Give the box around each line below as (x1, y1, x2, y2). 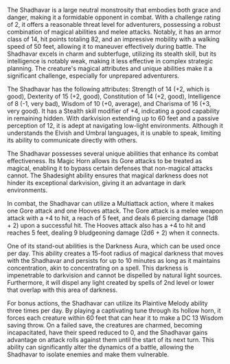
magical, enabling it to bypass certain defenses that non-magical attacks (7, 164, 213, 172)
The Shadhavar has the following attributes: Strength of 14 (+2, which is (7, 85, 210, 93)
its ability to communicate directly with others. (7, 136, 138, 144)
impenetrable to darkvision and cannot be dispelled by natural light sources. (7, 271, 222, 279)
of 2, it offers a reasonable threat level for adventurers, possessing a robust (7, 21, 221, 28)
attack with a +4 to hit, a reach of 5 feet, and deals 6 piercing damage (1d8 (7, 214, 218, 222)
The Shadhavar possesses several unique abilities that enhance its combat (7, 149, 218, 158)
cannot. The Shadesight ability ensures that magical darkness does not (7, 171, 208, 180)
